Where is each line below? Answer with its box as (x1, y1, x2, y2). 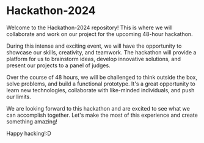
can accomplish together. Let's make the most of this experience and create (6, 111, 199, 119)
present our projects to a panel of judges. (6, 62, 111, 69)
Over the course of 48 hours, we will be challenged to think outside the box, (6, 73, 197, 81)
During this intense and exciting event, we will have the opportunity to (6, 42, 182, 50)
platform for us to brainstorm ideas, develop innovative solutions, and (6, 55, 181, 62)
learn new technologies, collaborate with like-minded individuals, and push (6, 86, 195, 94)
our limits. (6, 93, 32, 100)
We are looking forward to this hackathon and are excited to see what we (6, 105, 191, 112)
